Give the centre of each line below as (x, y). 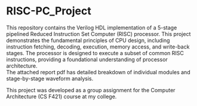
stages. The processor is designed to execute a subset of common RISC (95, 53)
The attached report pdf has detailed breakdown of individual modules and (98, 72)
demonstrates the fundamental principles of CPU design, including (88, 40)
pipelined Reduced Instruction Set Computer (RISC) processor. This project (98, 34)
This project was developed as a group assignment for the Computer (91, 90)
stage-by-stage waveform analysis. (50, 78)
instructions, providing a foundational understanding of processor (87, 59)
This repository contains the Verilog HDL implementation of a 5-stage (92, 28)
